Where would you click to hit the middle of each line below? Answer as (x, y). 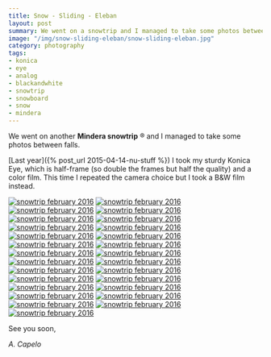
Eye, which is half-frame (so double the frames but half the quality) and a (130, 169)
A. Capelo (25, 344)
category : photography (46, 46)
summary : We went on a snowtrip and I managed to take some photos (124, 31)
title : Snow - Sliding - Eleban (63, 16)
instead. (22, 186)
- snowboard (28, 98)
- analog (23, 76)
